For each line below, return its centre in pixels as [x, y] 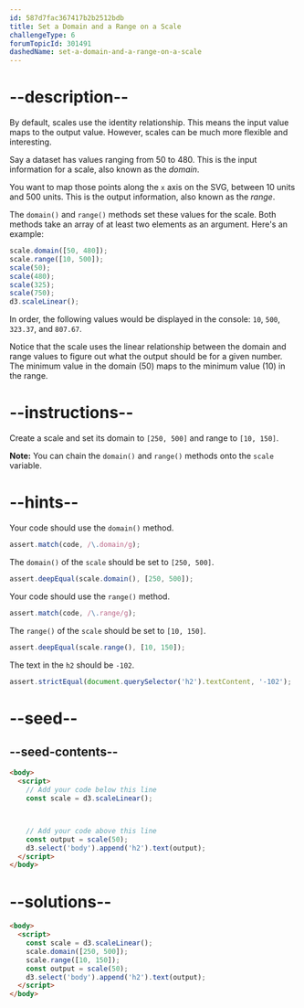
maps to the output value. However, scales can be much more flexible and [149, 133]
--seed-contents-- [64, 752]
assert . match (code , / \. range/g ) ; [73, 613]
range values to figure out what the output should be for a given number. [146, 357]
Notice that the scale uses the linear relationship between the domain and [148, 347]
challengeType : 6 [42, 35]
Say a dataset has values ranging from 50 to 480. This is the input [133, 160]
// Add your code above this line [91, 831]
